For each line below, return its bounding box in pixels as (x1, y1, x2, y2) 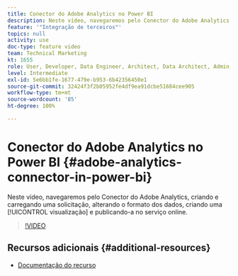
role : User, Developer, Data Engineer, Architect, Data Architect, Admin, (7, 63, 233, 70)
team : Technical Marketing (7, 50, 87, 57)
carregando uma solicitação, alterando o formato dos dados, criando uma (7, 200, 223, 209)
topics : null (7, 30, 46, 38)
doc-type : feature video (7, 43, 81, 50)
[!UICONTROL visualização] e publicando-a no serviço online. (7, 207, 188, 216)
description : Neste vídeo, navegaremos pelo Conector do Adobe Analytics (7, 17, 230, 24)
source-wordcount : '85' (7, 96, 78, 103)
